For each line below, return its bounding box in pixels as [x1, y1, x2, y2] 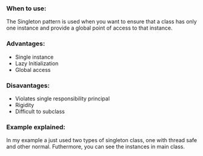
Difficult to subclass [15, 108, 65, 115]
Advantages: [6, 39, 45, 48]
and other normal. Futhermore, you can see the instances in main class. [6, 143, 185, 151]
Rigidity [15, 101, 35, 108]
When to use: [6, 4, 47, 13]
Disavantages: [6, 81, 50, 89]
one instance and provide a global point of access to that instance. [6, 24, 173, 31]
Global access [15, 66, 51, 73]
